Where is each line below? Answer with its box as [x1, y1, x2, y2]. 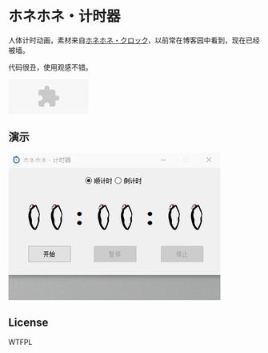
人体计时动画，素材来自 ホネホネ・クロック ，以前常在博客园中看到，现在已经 [8, 35, 260, 45]
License [8, 316, 49, 330]
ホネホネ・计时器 [8, 7, 122, 26]
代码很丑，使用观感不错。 [8, 62, 93, 72]
